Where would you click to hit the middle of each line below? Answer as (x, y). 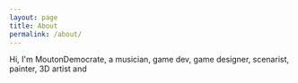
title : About (34, 26)
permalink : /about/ (46, 34)
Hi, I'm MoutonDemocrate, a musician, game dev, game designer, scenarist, (149, 60)
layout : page (34, 17)
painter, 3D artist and (48, 69)
